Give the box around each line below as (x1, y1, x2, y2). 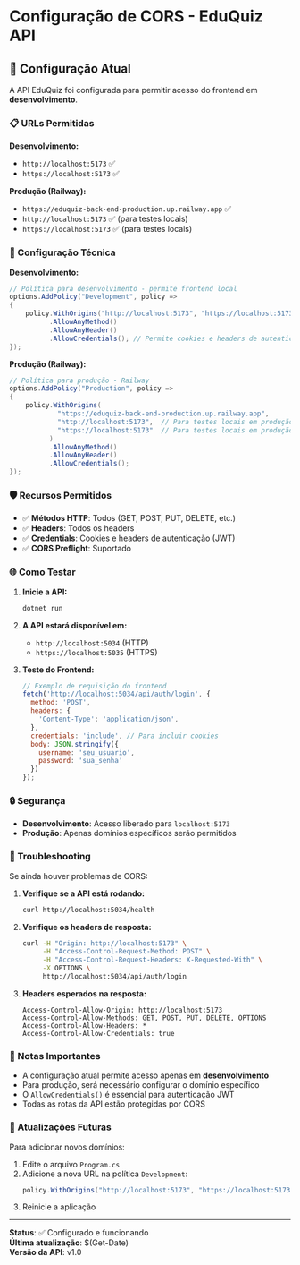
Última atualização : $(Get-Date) (9, 1237, 129, 1248)
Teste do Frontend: (21, 664, 95, 675)
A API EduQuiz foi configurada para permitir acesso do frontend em (9, 85, 258, 95)
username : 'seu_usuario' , (38, 748, 136, 757)
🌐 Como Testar (9, 566, 76, 578)
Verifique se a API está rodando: (21, 888, 146, 899)
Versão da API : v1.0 (9, 1247, 82, 1258)
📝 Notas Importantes (9, 1049, 101, 1062)
